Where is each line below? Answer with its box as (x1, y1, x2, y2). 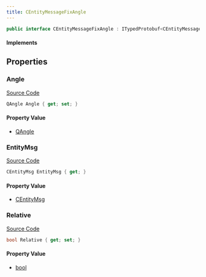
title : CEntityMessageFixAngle (6, 9, 86, 15)
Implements (6, 39, 38, 47)
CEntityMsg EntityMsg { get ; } (6, 169, 86, 175)
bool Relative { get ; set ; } (6, 237, 81, 243)
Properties (6, 56, 48, 67)
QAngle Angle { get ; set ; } (6, 101, 78, 107)
